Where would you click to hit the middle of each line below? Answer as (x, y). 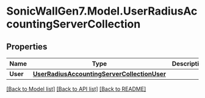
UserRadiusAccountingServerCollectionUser (99, 74)
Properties (27, 47)
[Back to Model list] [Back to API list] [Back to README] (76, 89)
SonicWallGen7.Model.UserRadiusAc (102, 11)
